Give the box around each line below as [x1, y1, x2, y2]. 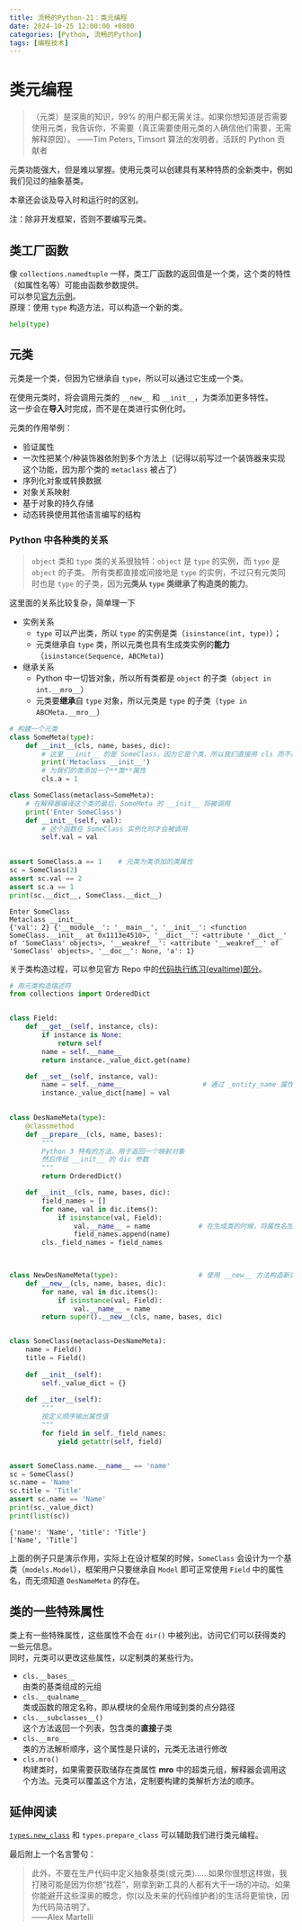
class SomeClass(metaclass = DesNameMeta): [9, 1337, 167, 1346]
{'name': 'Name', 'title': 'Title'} [9, 1528, 147, 1537]
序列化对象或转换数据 [22, 474, 102, 486]
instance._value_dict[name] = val [41, 1088, 171, 1098]
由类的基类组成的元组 [22, 1681, 102, 1691]
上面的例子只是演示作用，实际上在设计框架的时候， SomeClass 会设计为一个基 [9, 1552, 292, 1563]
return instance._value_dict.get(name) [41, 1055, 191, 1065]
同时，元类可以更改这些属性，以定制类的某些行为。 [9, 1652, 199, 1663]
